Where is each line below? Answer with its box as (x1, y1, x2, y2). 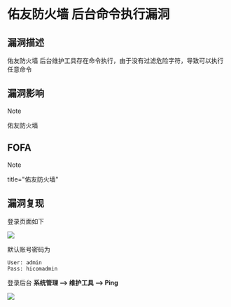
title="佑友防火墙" (7, 175, 59, 183)
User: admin (7, 259, 42, 266)
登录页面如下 (7, 217, 44, 226)
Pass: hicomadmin (7, 266, 58, 273)
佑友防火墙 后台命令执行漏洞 (7, 6, 170, 22)
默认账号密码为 (7, 245, 50, 254)
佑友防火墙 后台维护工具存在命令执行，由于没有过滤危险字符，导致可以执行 (7, 57, 224, 64)
